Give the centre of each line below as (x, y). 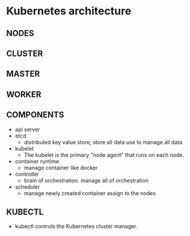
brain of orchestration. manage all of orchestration (86, 180)
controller (27, 174)
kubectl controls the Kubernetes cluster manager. (76, 226)
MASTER (23, 74)
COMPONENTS (35, 115)
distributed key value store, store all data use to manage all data (103, 142)
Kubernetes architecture (69, 11)
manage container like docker (61, 168)
